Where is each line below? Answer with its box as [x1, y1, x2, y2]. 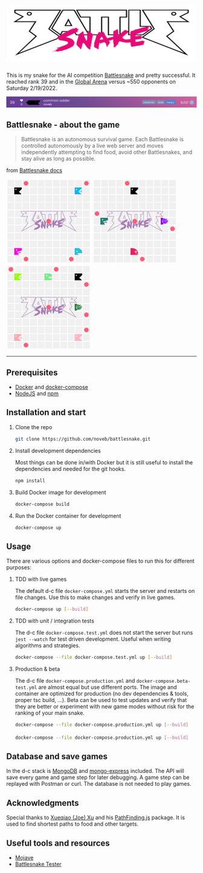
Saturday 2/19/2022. [6, 84, 57, 92]
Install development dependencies [14, 447, 101, 454]
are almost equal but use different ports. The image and [38, 683, 177, 691]
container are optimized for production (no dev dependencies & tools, [14, 690, 189, 697]
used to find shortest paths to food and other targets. [6, 820, 139, 828]
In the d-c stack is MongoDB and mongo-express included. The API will [6, 768, 184, 775]
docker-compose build [14, 501, 69, 507]
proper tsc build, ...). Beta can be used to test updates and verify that [14, 696, 187, 703]
